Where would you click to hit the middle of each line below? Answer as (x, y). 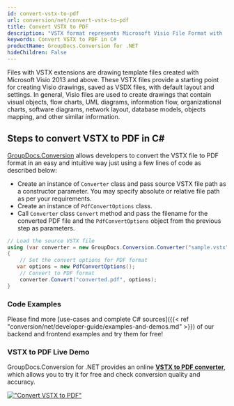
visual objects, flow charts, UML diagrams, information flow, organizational (114, 102)
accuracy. (22, 382)
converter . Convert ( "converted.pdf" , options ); (88, 279)
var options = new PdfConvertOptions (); (76, 267)
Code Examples (34, 304)
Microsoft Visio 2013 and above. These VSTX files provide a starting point (113, 79)
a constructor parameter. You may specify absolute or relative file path (118, 191)
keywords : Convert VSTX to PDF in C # (62, 40)
